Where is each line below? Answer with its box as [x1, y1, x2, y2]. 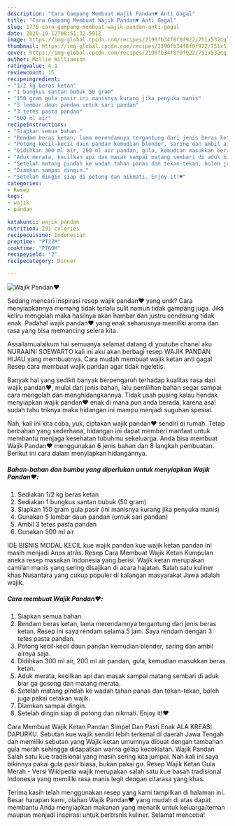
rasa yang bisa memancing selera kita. [7, 327, 118, 334]
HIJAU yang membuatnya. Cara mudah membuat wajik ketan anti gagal [7, 355, 213, 363]
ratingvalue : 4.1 [7, 62, 58, 69]
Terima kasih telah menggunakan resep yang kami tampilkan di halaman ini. [7, 788, 225, 797]
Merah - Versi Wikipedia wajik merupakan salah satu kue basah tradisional [7, 767, 222, 776]
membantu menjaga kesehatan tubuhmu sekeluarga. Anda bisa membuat [7, 434, 218, 442]
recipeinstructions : [7, 121, 68, 128]
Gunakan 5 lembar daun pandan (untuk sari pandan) [17, 513, 169, 521]
